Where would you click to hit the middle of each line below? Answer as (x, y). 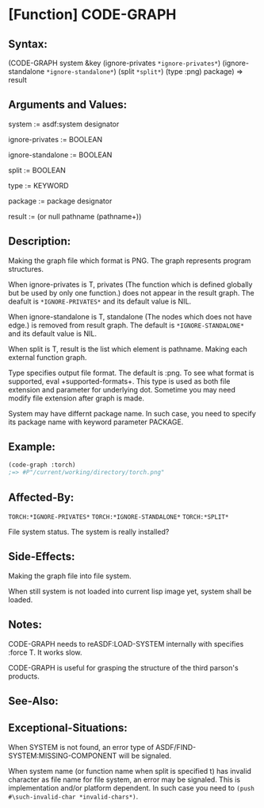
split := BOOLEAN (37, 170)
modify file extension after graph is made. (77, 398)
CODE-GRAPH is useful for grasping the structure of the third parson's (124, 667)
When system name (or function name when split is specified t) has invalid (130, 771)
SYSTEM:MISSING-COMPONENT (63, 756)
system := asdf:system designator (64, 124)
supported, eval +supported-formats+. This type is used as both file (119, 381)
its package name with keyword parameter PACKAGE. (96, 422)
